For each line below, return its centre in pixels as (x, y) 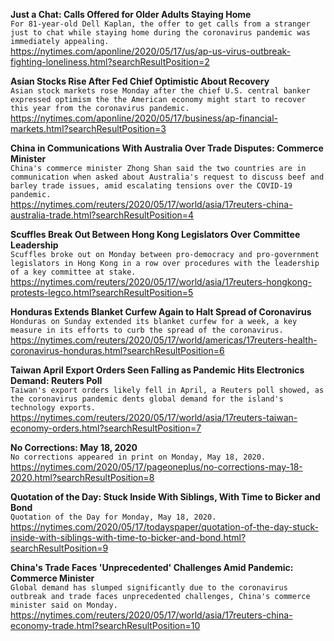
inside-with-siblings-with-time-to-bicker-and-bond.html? (128, 537)
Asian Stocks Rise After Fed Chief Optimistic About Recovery (140, 81)
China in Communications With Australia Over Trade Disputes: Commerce (167, 148)
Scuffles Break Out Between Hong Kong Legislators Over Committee (155, 234)
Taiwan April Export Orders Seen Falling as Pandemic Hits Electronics (157, 370)
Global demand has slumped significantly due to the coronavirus (149, 588)
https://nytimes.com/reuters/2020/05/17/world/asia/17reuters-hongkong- (161, 282)
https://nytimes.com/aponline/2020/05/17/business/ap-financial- (144, 118)
